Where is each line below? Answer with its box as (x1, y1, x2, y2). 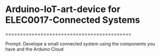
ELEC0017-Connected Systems (5, 14, 140, 26)
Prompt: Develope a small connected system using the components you (5, 40, 155, 46)
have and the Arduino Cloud (5, 46, 64, 52)
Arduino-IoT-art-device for (5, 4, 121, 15)
